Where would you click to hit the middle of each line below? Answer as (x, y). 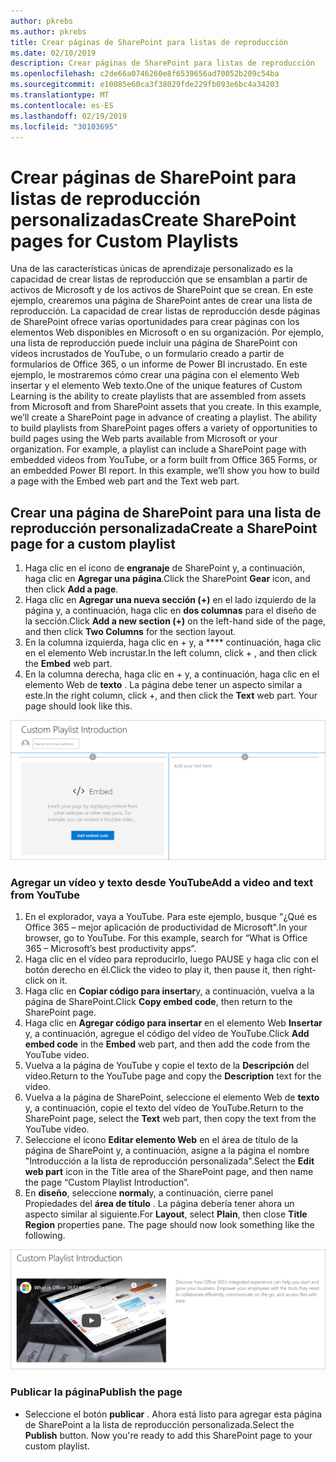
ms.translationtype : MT (60, 95)
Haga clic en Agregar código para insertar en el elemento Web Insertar (173, 1023)
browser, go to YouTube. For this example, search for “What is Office (166, 938)
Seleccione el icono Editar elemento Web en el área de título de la (161, 1140)
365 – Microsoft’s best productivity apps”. (110, 949)
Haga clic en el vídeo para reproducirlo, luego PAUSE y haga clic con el (171, 959)
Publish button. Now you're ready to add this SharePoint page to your (168, 1435)
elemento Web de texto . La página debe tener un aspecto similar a (163, 685)
